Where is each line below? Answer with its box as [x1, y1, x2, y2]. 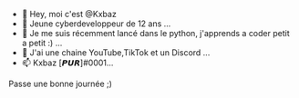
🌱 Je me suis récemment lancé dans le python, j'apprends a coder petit [21, 28, 290, 38]
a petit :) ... [21, 37, 63, 48]
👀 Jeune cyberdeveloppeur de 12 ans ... [21, 18, 171, 29]
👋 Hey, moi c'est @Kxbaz [21, 9, 118, 19]
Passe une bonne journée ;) [8, 78, 113, 89]
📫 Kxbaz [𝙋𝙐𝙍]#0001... [21, 57, 114, 68]
